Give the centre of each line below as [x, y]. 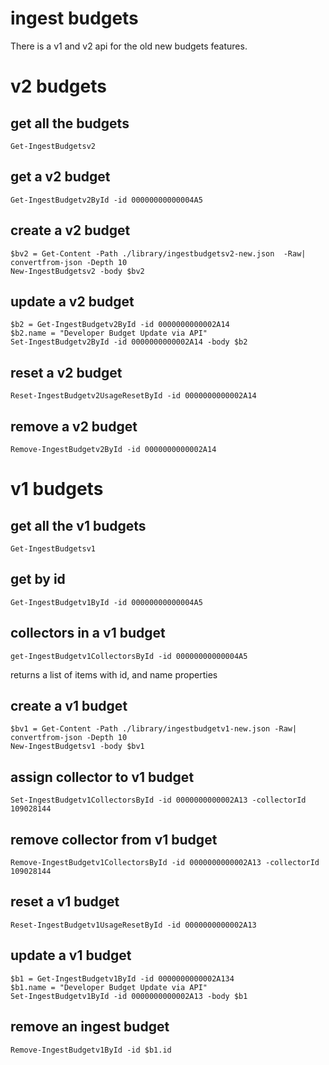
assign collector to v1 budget [102, 777]
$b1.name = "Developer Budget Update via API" [109, 987]
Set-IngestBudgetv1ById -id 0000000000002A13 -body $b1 [129, 996]
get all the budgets [70, 123]
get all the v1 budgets [78, 525]
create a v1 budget [69, 706]
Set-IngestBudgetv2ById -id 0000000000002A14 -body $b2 [129, 342]
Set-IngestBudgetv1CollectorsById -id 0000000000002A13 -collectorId [158, 800]
